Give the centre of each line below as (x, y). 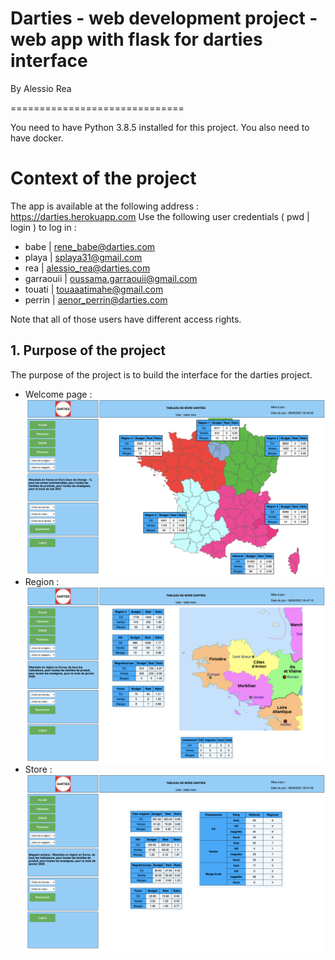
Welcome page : (58, 394)
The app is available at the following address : (105, 206)
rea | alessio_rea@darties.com (87, 268)
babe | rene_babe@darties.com (90, 246)
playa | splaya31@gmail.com (83, 257)
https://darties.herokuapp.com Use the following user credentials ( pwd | (160, 216)
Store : (38, 769)
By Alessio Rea (41, 88)
